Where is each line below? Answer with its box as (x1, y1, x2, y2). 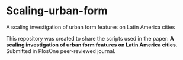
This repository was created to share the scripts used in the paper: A (6, 35, 174, 42)
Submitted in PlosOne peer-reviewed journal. (6, 47, 116, 54)
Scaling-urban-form (6, 4, 108, 18)
